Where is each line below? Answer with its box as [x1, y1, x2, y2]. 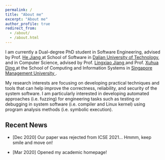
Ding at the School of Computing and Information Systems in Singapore [5, 64, 152, 70]
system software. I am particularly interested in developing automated [5, 90, 149, 96]
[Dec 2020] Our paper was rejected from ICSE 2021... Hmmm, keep [12, 134, 151, 140]
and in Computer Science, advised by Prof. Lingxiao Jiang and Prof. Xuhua [5, 59, 159, 65]
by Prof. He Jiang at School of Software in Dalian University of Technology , [5, 54, 160, 60]
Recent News [5, 121, 47, 129]
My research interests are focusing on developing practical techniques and [5, 79, 160, 85]
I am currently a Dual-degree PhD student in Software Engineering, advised [5, 48, 161, 55]
